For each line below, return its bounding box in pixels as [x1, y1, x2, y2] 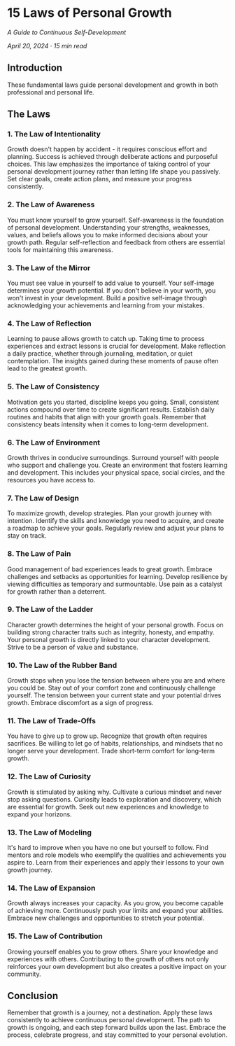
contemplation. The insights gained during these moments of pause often [7, 357, 219, 365]
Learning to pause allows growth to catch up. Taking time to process [7, 335, 205, 343]
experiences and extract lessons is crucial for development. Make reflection [7, 342, 226, 351]
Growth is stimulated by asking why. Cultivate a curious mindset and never [7, 788, 222, 796]
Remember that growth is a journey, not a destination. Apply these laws [7, 1008, 213, 1017]
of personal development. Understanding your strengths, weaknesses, [7, 223, 211, 232]
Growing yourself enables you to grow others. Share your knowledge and [7, 947, 218, 956]
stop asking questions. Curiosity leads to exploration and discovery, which [7, 795, 222, 803]
